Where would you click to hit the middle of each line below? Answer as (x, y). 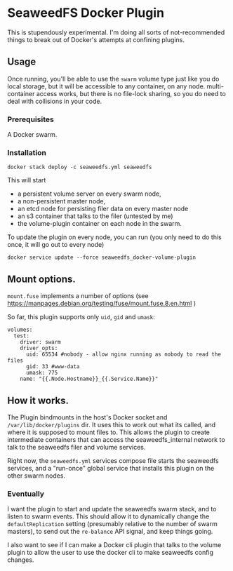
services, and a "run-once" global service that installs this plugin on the (111, 468)
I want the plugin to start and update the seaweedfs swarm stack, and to (112, 509)
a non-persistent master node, (61, 201)
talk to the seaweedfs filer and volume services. (76, 447)
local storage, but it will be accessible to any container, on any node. (106, 86)
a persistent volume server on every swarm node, (89, 194)
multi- (215, 86)
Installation (27, 152)
